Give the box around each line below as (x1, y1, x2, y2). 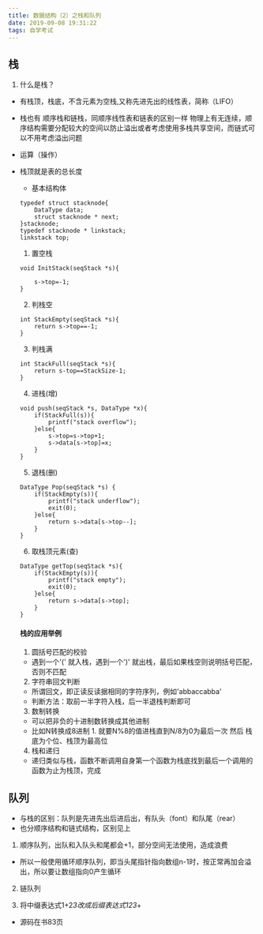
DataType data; (34, 206, 85, 214)
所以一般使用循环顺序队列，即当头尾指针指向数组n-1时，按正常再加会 (19, 857, 245, 867)
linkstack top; (19, 234, 70, 242)
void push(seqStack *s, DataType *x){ (19, 404, 148, 413)
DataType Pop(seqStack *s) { (19, 483, 116, 492)
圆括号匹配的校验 (31, 647, 88, 657)
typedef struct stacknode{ (19, 199, 109, 208)
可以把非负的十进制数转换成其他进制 (31, 716, 150, 726)
